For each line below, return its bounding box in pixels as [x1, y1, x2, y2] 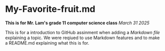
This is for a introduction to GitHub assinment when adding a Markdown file [5, 29, 160, 35]
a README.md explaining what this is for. [5, 40, 89, 46]
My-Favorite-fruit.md [5, 3, 95, 15]
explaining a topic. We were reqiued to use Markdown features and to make [5, 35, 160, 41]
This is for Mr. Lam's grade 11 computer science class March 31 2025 [5, 20, 150, 26]
